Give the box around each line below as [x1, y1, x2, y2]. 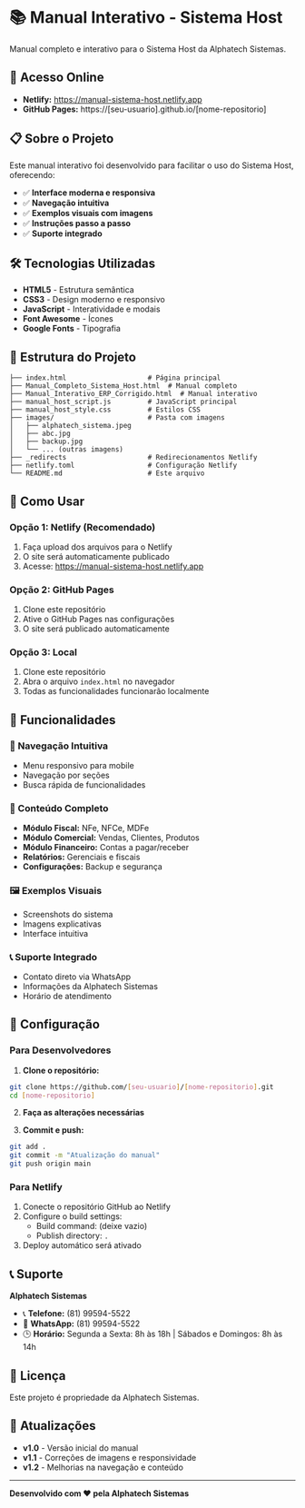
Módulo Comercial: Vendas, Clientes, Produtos [22, 832, 200, 843]
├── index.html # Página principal [9, 373, 221, 382]
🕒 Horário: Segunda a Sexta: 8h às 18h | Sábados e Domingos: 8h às [22, 1328, 283, 1340]
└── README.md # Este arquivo [9, 469, 205, 478]
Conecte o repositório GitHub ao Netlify [22, 1201, 171, 1213]
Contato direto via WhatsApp [22, 971, 132, 982]
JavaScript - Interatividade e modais [22, 303, 161, 314]
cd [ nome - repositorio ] [9, 1091, 95, 1100]
